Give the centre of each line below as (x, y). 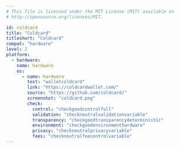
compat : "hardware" (30, 44)
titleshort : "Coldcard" (35, 39)
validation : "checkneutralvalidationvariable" (90, 115)
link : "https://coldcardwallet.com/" (73, 87)
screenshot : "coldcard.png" (61, 98)
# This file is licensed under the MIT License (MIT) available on (90, 11)
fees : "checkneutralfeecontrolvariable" (82, 136)
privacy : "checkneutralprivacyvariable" (82, 131)
